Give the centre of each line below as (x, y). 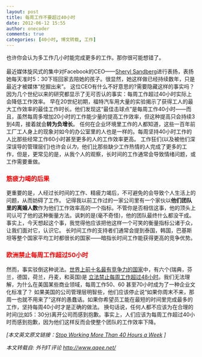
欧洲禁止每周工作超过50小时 (47, 255)
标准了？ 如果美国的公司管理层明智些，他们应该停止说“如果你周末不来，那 (103, 291)
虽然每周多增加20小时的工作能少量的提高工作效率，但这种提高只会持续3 (106, 117)
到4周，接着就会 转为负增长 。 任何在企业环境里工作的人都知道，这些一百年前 (101, 124)
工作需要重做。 (25, 162)
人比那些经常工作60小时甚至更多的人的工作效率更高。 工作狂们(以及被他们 (98, 139)
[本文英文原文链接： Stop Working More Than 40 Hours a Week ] (86, 335)
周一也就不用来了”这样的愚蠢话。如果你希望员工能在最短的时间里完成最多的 (100, 299)
